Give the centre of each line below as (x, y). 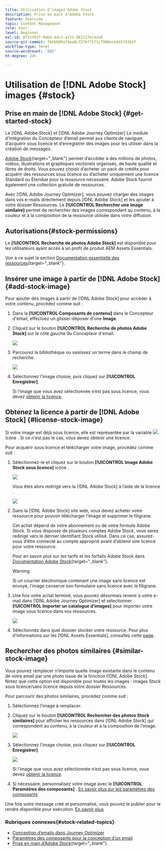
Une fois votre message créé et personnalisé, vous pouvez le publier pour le (83, 804)
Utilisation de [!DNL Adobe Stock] (76, 85)
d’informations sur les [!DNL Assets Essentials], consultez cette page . (83, 635)
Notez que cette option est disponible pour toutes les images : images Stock (83, 681)
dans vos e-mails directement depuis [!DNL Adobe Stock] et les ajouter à (80, 200)
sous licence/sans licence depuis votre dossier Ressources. (66, 686)
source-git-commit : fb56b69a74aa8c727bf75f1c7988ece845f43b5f (71, 42)
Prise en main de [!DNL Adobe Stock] (63, 113)
